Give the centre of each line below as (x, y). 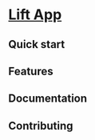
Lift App (35, 15)
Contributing (41, 126)
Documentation (48, 99)
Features (31, 71)
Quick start (37, 44)
